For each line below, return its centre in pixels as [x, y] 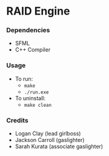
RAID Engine [38, 11]
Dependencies [28, 30]
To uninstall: [30, 98]
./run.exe [37, 92]
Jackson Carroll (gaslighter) [50, 140]
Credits [17, 120]
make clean [38, 105]
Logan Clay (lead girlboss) [48, 134]
